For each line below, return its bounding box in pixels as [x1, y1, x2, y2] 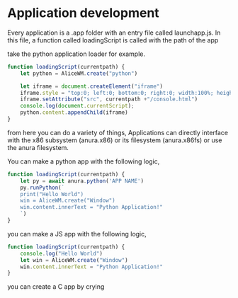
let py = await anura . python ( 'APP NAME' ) [20, 177, 144, 185]
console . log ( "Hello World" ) [20, 250, 103, 257]
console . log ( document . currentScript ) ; [20, 103, 135, 110]
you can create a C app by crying [7, 282, 105, 291]
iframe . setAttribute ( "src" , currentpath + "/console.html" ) [20, 96, 198, 103]
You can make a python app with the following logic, [7, 157, 160, 166]
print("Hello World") [20, 190, 84, 197]
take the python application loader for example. [7, 50, 146, 58]
